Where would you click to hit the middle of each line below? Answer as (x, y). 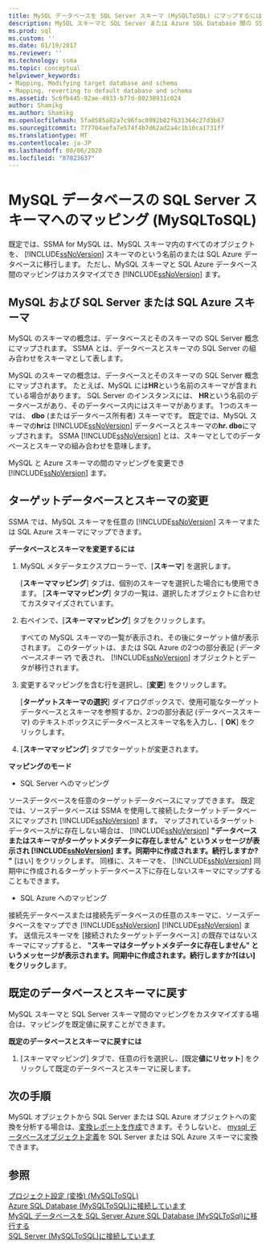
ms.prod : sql (30, 31)
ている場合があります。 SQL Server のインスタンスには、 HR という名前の (130, 396)
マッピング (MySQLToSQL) (168, 220)
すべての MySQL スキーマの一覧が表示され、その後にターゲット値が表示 (139, 637)
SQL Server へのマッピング (65, 783)
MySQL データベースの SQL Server (124, 200)
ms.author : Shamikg (41, 113)
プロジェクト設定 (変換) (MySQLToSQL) (74, 1196)
